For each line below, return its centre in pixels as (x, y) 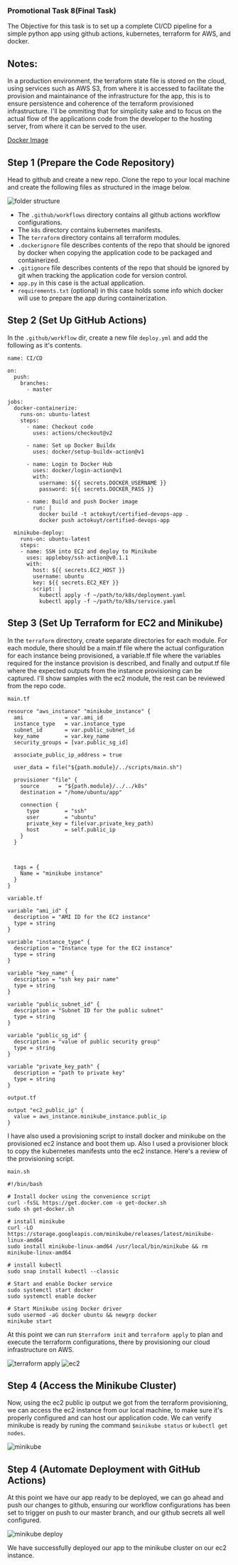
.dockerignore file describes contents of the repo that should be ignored (124, 245)
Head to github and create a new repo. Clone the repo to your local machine (119, 180)
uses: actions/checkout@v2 (73, 433)
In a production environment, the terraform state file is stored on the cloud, (117, 81)
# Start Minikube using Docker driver (65, 1309)
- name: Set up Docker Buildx (71, 445)
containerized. (39, 260)
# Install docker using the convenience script (79, 1196)
